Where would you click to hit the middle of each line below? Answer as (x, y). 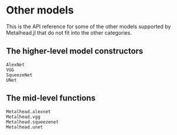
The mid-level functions (51, 98)
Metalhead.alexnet (28, 112)
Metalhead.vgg (23, 117)
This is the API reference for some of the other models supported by (88, 26)
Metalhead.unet (25, 127)
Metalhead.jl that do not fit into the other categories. (69, 32)
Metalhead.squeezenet (33, 122)
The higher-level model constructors (75, 51)
